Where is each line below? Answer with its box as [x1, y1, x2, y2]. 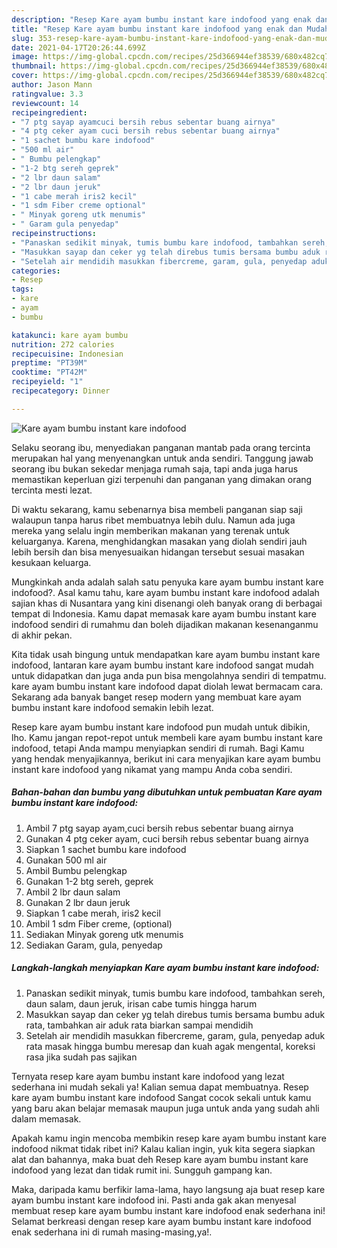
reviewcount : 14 [11, 98, 79, 108]
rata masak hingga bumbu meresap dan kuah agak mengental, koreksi [25, 1040, 316, 1052]
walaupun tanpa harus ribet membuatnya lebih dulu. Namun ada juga [11, 514, 296, 526]
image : [11, 52, 39, 62]
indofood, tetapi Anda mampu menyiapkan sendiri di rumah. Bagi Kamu [11, 742, 305, 754]
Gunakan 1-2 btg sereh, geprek [25, 875, 154, 887]
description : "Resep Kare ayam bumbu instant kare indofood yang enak [11, 14, 312, 25]
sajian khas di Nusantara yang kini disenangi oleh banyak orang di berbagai [11, 597, 323, 609]
